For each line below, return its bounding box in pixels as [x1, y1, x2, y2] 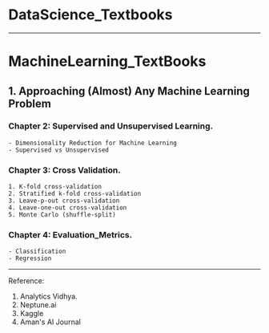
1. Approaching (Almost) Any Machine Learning [8, 84, 251, 98]
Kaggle [19, 309, 44, 319]
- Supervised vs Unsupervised [8, 146, 110, 154]
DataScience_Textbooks [8, 6, 174, 24]
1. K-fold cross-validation [8, 183, 102, 191]
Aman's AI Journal [19, 317, 82, 327]
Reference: [8, 276, 45, 286]
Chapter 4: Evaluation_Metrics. [8, 229, 133, 241]
